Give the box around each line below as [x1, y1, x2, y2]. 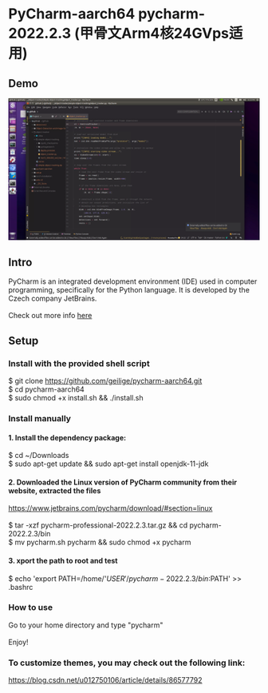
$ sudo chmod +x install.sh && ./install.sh [8, 393, 144, 402]
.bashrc [8, 582, 33, 591]
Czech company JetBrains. [8, 293, 97, 304]
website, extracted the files [8, 485, 101, 496]
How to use [8, 602, 53, 613]
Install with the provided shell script [8, 357, 150, 368]
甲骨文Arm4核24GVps [79, 25, 230, 42]
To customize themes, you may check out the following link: [8, 657, 246, 668]
